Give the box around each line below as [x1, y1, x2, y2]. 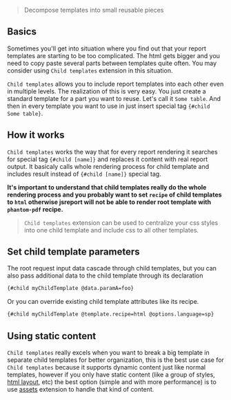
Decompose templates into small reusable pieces [23, 6, 164, 14]
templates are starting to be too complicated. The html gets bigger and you [7, 51, 221, 60]
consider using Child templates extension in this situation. [7, 66, 173, 75]
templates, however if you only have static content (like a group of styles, [7, 370, 215, 379]
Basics [7, 26, 37, 37]
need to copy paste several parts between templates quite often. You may [7, 59, 217, 67]
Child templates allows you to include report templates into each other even [7, 80, 224, 88]
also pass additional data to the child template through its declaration [7, 271, 203, 280]
